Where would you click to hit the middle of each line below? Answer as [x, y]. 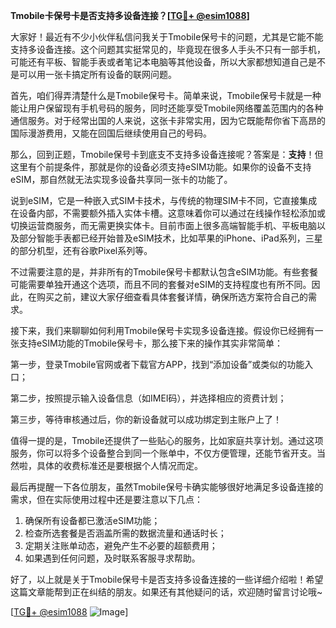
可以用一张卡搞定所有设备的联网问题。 [97, 74]
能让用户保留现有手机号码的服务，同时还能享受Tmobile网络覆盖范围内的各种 [167, 108]
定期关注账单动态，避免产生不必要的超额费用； [121, 545]
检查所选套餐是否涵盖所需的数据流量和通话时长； [125, 533]
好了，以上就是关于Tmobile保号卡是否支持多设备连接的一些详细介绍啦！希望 [167, 579]
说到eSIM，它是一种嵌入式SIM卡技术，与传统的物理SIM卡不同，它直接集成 [164, 200]
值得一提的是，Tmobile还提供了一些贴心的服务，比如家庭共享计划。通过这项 [167, 440]
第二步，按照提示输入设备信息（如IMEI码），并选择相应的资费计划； [148, 398]
